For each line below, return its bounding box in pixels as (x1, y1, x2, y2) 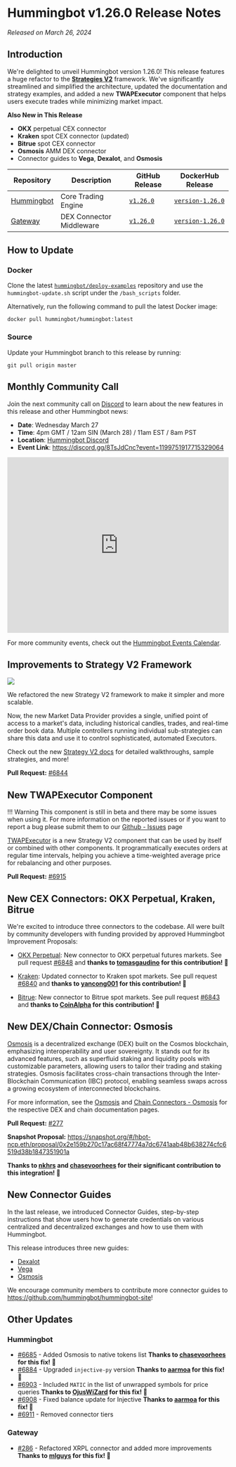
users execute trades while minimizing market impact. (7, 97, 164, 105)
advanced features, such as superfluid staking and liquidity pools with (7, 1054, 211, 1062)
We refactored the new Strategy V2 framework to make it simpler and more (7, 691, 225, 699)
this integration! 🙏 (7, 1168, 61, 1177)
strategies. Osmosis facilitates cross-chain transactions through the (7, 1069, 204, 1078)
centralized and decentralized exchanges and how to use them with (7, 1222, 204, 1231)
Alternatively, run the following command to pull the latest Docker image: (7, 302, 218, 311)
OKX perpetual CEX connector (17, 124, 107, 133)
